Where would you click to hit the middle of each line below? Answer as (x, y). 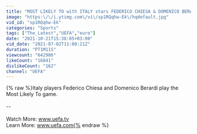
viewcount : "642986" (31, 55)
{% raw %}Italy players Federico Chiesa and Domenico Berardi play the (92, 88)
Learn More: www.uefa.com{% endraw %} (58, 125)
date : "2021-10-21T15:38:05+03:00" (50, 39)
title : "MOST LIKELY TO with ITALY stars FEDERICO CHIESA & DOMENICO (93, 11)
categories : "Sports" (33, 28)
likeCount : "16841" (30, 60)
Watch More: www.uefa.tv (38, 119)
